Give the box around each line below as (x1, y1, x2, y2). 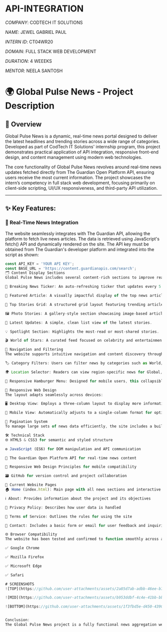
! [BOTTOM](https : (5, 604, 41, 609)
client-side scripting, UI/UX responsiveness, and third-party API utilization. (5, 185, 158, 191)
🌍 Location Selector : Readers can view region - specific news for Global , (5, 370, 163, 375)
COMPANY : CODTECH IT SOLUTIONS (5, 19, 83, 25)
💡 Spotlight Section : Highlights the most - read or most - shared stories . (5, 329, 160, 334)
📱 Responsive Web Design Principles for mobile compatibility (5, 464, 137, 470)
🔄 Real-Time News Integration (5, 219, 79, 226)
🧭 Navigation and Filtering (5, 347, 64, 352)
